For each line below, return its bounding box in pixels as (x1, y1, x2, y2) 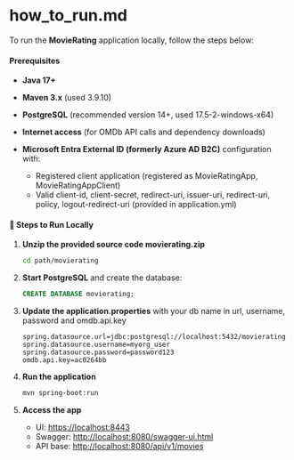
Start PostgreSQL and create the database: (21, 272, 183, 283)
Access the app (21, 404, 82, 415)
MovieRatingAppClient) (35, 180, 121, 191)
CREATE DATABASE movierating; (21, 290, 135, 299)
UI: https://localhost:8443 (35, 422, 131, 432)
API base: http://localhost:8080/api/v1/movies (35, 440, 204, 451)
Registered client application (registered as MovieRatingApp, (35, 171, 258, 182)
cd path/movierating (21, 256, 99, 265)
